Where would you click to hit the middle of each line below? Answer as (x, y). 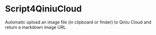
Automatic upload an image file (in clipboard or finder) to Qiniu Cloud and (78, 22)
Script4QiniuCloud (43, 9)
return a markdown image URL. (36, 27)
